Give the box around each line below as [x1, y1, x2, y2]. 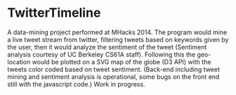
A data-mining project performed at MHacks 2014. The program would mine [7, 28, 228, 36]
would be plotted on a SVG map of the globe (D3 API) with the [32, 57, 211, 66]
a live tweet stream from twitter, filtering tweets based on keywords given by [7, 35, 229, 43]
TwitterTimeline [7, 5, 101, 21]
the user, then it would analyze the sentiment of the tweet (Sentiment [7, 43, 207, 51]
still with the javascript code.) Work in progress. [7, 80, 145, 88]
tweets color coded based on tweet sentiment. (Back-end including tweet [7, 65, 220, 73]
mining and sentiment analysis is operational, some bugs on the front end [7, 72, 220, 81]
